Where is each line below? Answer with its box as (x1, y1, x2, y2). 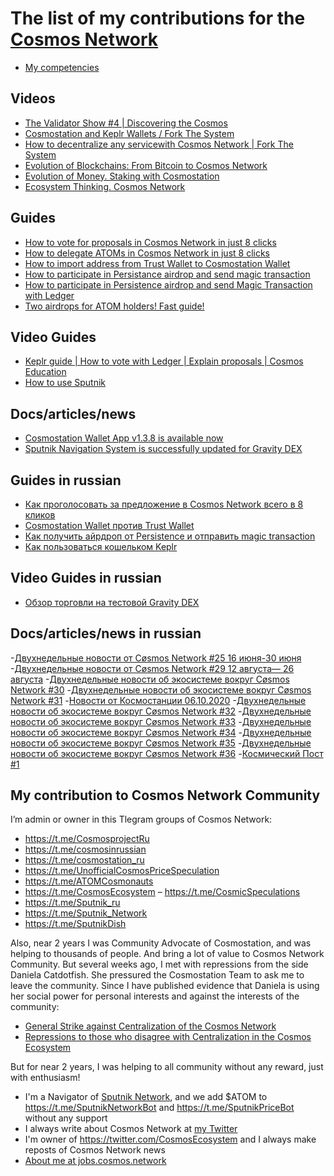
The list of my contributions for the (10, 7, 306, 30)
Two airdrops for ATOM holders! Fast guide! (24, 300, 205, 312)
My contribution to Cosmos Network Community (10, 787, 321, 804)
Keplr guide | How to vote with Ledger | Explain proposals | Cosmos (24, 355, 304, 367)
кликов (24, 509, 56, 521)
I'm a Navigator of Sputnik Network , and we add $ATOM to (24, 1091, 268, 1103)
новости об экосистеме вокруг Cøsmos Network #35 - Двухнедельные (10, 737, 312, 749)
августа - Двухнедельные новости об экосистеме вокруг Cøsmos (10, 673, 290, 685)
